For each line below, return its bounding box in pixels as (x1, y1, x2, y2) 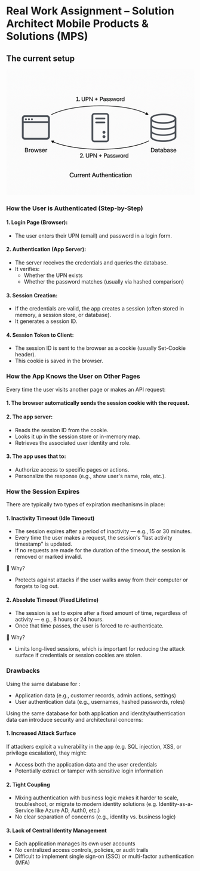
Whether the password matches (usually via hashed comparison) (23, 278, 184, 285)
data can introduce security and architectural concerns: (6, 716, 143, 723)
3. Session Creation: (6, 291, 58, 299)
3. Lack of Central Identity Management (6, 827, 107, 834)
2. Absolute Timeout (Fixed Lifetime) (6, 596, 99, 604)
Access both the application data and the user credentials (14, 761, 157, 768)
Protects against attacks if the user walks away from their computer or (14, 576, 188, 583)
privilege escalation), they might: (6, 749, 87, 756)
